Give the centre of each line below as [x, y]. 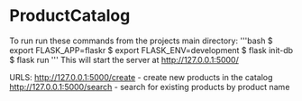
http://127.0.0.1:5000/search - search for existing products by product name [150, 87]
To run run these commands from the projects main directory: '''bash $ [141, 41]
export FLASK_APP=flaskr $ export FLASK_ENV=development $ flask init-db [151, 50]
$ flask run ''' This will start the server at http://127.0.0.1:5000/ [124, 60]
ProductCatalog [70, 16]
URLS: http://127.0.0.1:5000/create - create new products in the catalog [141, 77]
